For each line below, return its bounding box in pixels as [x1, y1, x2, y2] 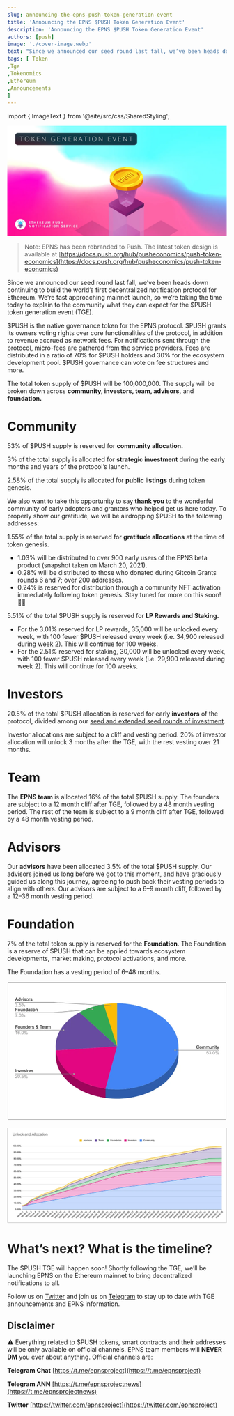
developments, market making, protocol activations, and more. [7, 954, 187, 962]
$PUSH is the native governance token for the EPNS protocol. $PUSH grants [7, 321, 226, 330]
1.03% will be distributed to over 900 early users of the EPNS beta [17, 554, 208, 562]
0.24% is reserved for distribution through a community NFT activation [17, 583, 221, 592]
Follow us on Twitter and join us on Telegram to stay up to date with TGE [7, 1292, 214, 1300]
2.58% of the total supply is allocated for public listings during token [7, 476, 205, 484]
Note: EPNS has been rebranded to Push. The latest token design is [24, 243, 218, 251]
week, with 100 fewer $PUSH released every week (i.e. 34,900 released [17, 633, 224, 641]
